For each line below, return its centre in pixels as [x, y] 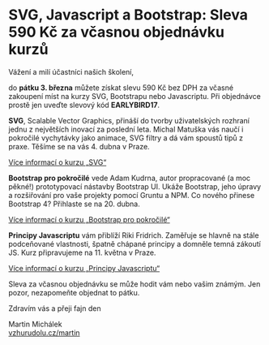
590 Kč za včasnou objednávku [117, 32]
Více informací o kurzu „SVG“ [58, 162]
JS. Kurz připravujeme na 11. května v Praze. [82, 252]
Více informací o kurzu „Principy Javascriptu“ [84, 268]
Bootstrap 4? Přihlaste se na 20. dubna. [74, 204]
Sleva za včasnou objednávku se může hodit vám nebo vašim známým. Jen [134, 284]
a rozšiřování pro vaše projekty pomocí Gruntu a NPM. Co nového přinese [132, 195]
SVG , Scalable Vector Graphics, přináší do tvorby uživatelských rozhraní [129, 120]
